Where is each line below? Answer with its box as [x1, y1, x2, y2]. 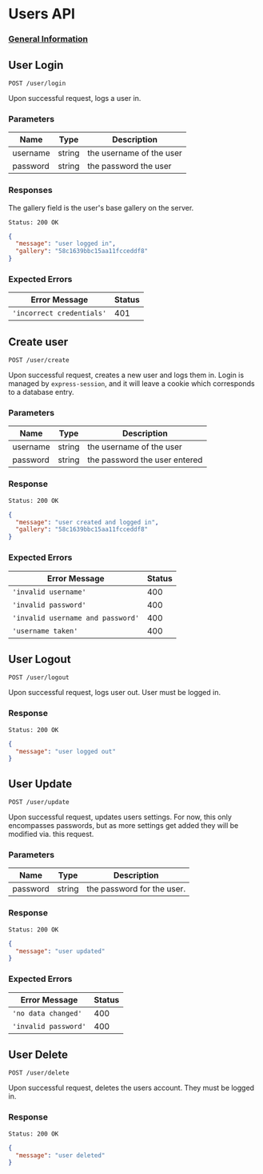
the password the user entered [87, 454, 203, 465]
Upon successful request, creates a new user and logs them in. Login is [8, 370, 245, 380]
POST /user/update [8, 798, 70, 806]
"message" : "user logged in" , [15, 239, 116, 248]
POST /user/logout [8, 673, 70, 681]
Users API [8, 5, 76, 23]
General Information [8, 34, 89, 45]
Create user [8, 335, 69, 348]
